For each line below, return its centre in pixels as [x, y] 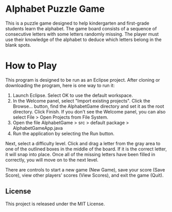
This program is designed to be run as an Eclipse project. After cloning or [83, 80]
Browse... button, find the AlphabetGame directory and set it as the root [88, 106]
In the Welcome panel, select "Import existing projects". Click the [81, 101]
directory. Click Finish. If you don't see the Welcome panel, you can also [89, 111]
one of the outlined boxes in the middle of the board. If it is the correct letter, [86, 149]
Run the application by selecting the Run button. [63, 133]
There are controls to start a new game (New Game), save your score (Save [85, 169]
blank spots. [18, 45]
